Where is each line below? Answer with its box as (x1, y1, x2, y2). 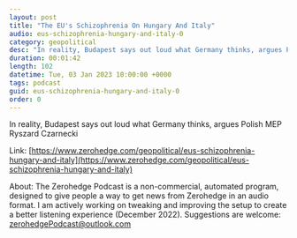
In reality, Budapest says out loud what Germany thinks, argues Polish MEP (9, 119, 283, 130)
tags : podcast (9, 78, 62, 87)
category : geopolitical (9, 37, 97, 47)
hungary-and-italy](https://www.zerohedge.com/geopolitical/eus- (9, 155, 250, 166)
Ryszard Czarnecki (9, 129, 79, 139)
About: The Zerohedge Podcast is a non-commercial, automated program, (9, 182, 279, 192)
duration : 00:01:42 (9, 54, 81, 63)
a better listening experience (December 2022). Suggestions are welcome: (9, 209, 281, 220)
